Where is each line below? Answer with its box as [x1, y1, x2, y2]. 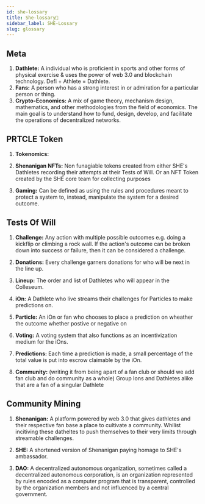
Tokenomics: [15, 150, 49, 157]
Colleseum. [15, 283, 44, 290]
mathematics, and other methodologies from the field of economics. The [15, 104, 198, 111]
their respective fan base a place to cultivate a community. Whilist [15, 421, 181, 428]
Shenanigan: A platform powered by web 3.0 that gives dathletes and [15, 415, 191, 422]
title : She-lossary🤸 [6, 15, 59, 21]
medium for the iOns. [15, 338, 68, 345]
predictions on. [15, 301, 54, 308]
